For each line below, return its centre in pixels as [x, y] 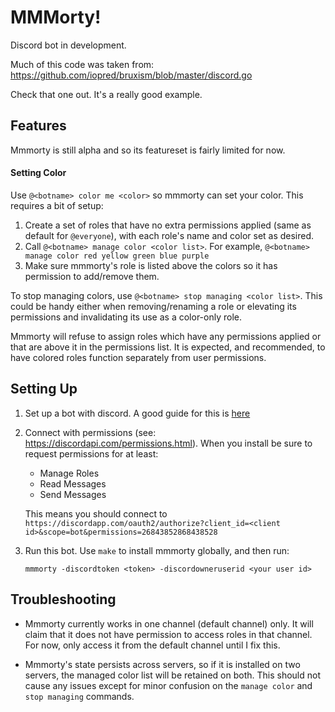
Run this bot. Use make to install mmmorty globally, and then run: [157, 550]
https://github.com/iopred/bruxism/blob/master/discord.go [131, 75]
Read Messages [73, 483]
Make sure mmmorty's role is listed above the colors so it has [151, 265]
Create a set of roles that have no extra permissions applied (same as [168, 225]
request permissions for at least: [91, 453]
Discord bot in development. [68, 45]
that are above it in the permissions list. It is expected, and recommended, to [168, 347]
